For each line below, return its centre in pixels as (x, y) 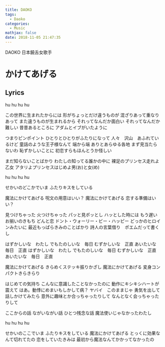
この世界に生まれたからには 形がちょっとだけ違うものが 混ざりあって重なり (82, 115)
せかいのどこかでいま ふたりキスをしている (49, 187)
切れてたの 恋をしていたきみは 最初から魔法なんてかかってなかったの (84, 339)
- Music (18, 28)
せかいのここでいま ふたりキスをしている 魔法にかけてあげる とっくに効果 (81, 333)
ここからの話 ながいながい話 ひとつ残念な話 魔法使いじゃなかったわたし (79, 313)
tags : (11, 14)
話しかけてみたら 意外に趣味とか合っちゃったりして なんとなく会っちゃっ (80, 296)
